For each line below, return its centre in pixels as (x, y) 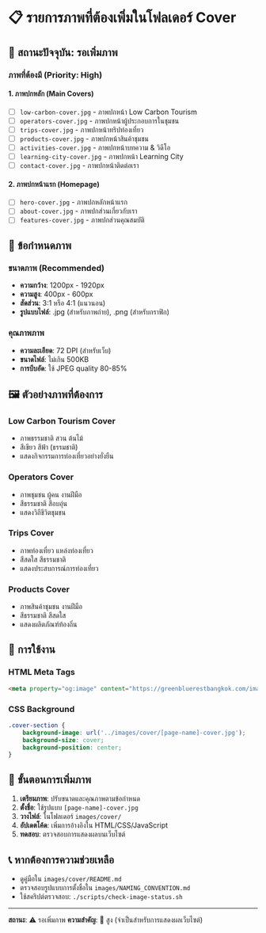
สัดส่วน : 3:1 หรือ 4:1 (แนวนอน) (63, 303)
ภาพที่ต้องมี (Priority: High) (55, 74)
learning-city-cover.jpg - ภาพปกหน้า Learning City (101, 157)
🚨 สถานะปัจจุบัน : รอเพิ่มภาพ (63, 52)
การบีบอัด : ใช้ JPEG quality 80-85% (73, 368)
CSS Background (42, 709)
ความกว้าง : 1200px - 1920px (62, 285)
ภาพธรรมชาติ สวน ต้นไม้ (51, 438)
